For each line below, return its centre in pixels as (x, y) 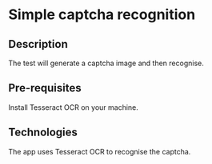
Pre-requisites (45, 88)
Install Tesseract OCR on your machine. (73, 107)
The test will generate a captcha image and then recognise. (106, 63)
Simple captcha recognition (102, 15)
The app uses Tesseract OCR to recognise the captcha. (100, 151)
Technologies (43, 133)
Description (38, 44)
